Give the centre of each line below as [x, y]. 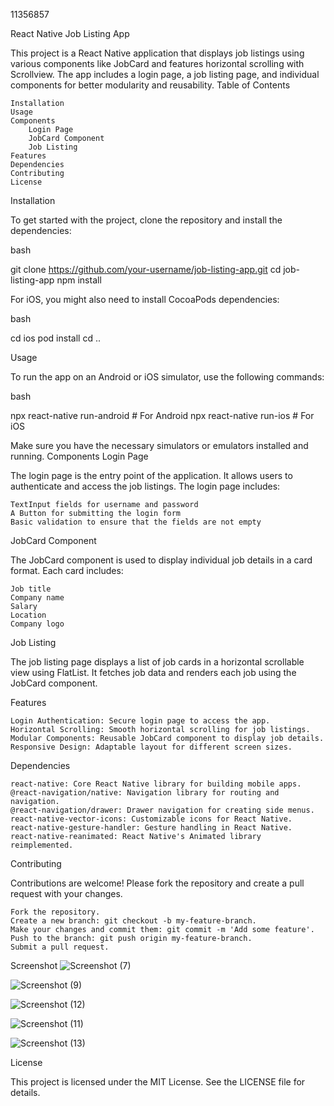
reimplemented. [42, 845]
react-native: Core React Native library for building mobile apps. [156, 784]
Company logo [37, 624]
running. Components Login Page [79, 456]
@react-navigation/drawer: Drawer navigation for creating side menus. [162, 810]
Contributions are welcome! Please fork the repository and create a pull [157, 883]
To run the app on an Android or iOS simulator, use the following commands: [167, 377]
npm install [79, 280]
